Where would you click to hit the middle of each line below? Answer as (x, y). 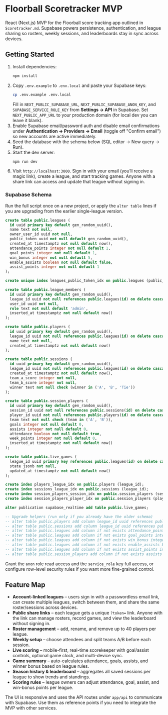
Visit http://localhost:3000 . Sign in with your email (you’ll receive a (82, 171)
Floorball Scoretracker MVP (64, 9)
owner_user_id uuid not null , (41, 234)
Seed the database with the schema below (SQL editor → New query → (86, 142)
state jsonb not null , (33, 466)
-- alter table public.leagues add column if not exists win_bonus (77, 540)
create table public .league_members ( (45, 290)
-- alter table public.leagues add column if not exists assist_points (81, 549)
